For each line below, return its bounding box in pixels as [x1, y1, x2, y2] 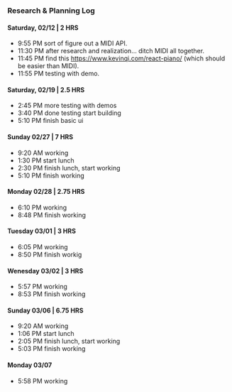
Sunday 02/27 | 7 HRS [7, 132, 73, 141]
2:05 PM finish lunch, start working [17, 337, 121, 346]
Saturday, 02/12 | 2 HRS [7, 23, 79, 32]
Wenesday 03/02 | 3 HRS [7, 266, 84, 275]
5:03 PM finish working [17, 344, 86, 353]
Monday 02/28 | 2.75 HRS [7, 187, 85, 196]
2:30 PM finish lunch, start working [17, 163, 121, 172]
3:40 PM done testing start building [17, 109, 122, 117]
